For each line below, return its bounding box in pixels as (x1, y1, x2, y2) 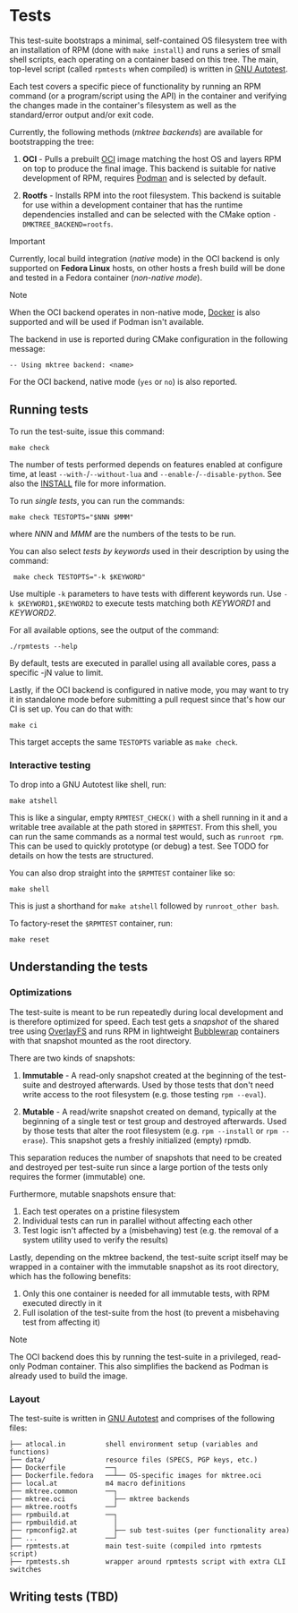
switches (9, 1566, 42, 1575)
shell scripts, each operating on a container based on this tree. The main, (9, 54, 279, 64)
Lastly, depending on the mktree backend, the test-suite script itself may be (9, 1251, 289, 1262)
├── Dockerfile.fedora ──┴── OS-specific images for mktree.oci (9, 1472, 262, 1481)
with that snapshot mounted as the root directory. (9, 1035, 192, 1045)
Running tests (9, 402, 89, 417)
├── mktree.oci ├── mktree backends (9, 1495, 191, 1504)
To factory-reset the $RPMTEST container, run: (9, 918, 173, 929)
